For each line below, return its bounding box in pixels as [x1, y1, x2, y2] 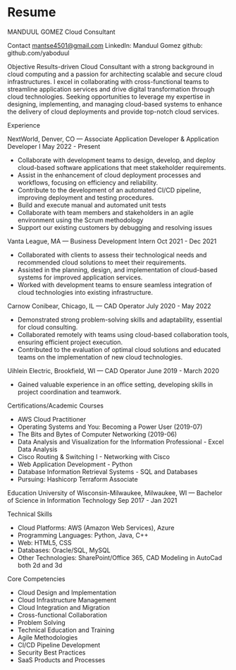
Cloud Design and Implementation [17, 588, 117, 597]
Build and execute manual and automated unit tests [17, 200, 167, 209]
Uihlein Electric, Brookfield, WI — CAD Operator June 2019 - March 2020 [7, 366, 220, 374]
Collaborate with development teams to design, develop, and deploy [17, 156, 216, 164]
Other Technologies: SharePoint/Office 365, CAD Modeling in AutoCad [17, 553, 223, 561]
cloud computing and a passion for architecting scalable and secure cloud [7, 70, 223, 78]
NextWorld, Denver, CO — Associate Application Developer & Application [7, 135, 220, 143]
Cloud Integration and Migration [17, 603, 111, 611]
